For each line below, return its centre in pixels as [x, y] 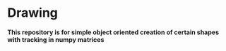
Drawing [33, 13]
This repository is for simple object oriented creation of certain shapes [113, 32]
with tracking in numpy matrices [56, 39]
